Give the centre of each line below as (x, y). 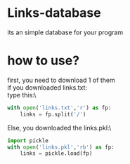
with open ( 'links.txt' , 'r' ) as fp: (59, 108)
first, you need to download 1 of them (61, 80)
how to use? (43, 61)
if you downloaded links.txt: (47, 87)
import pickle (28, 141)
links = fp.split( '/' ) (53, 114)
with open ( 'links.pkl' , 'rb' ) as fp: (61, 147)
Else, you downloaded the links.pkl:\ (59, 128)
